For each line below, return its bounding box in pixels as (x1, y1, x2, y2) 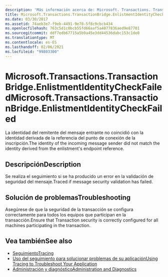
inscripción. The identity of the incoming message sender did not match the (5, 140, 160, 146)
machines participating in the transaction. (5, 222, 91, 228)
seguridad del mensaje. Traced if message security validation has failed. (5, 178, 153, 185)
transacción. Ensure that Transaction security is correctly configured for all (5, 217, 158, 223)
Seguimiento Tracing (12, 250, 54, 256)
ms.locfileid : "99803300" (5, 49, 59, 54)
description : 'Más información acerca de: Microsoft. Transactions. (5, 7, 151, 12)
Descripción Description (5, 160, 81, 168)
